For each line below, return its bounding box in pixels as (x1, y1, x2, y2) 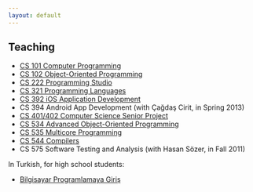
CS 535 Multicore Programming (19, 128, 123, 137)
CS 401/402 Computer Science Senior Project (19, 111, 169, 121)
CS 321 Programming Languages (19, 86, 126, 96)
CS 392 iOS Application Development (19, 95, 141, 104)
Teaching (8, 41, 55, 54)
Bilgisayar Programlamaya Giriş (19, 175, 121, 184)
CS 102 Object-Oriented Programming (19, 70, 143, 79)
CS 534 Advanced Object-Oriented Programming (19, 119, 179, 129)
